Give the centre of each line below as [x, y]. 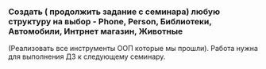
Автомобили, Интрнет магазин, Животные [96, 31]
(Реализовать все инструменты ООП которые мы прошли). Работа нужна [133, 49]
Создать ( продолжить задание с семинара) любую [114, 12]
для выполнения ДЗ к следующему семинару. [87, 56]
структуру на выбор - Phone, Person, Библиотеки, [110, 21]
